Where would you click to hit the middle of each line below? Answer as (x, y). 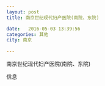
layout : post (23, 12)
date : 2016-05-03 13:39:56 (43, 29)
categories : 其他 (27, 34)
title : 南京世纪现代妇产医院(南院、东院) (53, 18)
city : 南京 (19, 40)
